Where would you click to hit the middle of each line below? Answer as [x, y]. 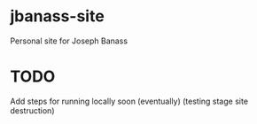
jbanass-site [57, 16]
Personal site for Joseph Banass [69, 41]
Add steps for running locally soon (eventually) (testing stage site [129, 101]
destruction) [32, 110]
